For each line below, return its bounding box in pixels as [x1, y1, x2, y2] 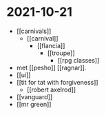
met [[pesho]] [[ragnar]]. [16, 63, 87, 72]
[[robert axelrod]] [26, 85, 76, 94]
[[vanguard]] [16, 92, 53, 101]
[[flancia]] [36, 41, 65, 50]
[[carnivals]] [16, 27, 52, 35]
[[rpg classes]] [57, 56, 100, 64]
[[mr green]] [16, 100, 52, 108]
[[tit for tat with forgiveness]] [16, 78, 98, 86]
